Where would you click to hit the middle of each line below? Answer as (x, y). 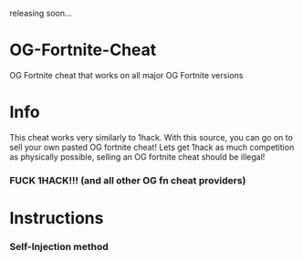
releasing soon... (41, 13)
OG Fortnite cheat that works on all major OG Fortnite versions (126, 75)
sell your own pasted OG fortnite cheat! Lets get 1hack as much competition (152, 147)
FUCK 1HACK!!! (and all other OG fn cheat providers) (128, 180)
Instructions (57, 218)
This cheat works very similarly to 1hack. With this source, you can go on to (151, 137)
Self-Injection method (59, 246)
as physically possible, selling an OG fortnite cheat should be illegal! (137, 157)
